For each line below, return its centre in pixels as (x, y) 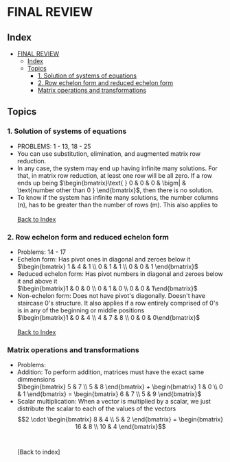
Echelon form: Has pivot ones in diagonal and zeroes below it (104, 259)
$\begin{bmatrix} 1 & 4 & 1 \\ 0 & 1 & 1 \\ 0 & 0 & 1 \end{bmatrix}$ (107, 266)
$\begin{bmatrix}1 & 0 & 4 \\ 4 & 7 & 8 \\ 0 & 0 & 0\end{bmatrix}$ (108, 317)
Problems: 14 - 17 (42, 252)
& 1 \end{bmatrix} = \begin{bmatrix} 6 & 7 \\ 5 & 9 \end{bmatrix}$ (109, 394)
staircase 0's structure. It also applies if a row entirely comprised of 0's (118, 303)
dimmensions (36, 380)
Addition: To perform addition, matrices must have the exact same (111, 372)
